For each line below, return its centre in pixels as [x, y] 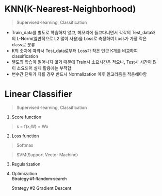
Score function [26, 117]
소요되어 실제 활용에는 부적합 [44, 68]
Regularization [26, 164]
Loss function [25, 136]
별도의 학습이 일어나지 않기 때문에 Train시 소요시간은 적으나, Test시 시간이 [82, 62]
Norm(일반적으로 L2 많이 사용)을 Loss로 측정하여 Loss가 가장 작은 [84, 38]
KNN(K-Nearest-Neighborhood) [70, 9]
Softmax [25, 145]
